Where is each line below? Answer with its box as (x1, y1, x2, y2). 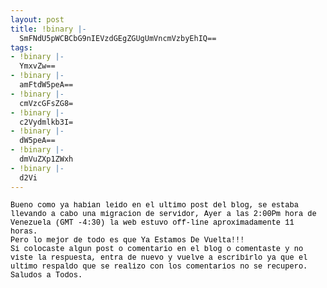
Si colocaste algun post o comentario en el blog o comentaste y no (10, 244, 304, 254)
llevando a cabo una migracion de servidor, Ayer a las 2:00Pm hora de (10, 209, 317, 219)
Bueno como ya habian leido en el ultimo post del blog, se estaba (10, 200, 299, 210)
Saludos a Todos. (10, 270, 83, 280)
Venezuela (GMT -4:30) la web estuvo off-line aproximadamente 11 (10, 217, 295, 228)
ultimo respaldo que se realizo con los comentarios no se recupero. (10, 261, 308, 271)
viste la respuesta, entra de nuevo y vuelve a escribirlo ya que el (10, 252, 308, 263)
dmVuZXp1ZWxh (19, 154, 74, 164)
